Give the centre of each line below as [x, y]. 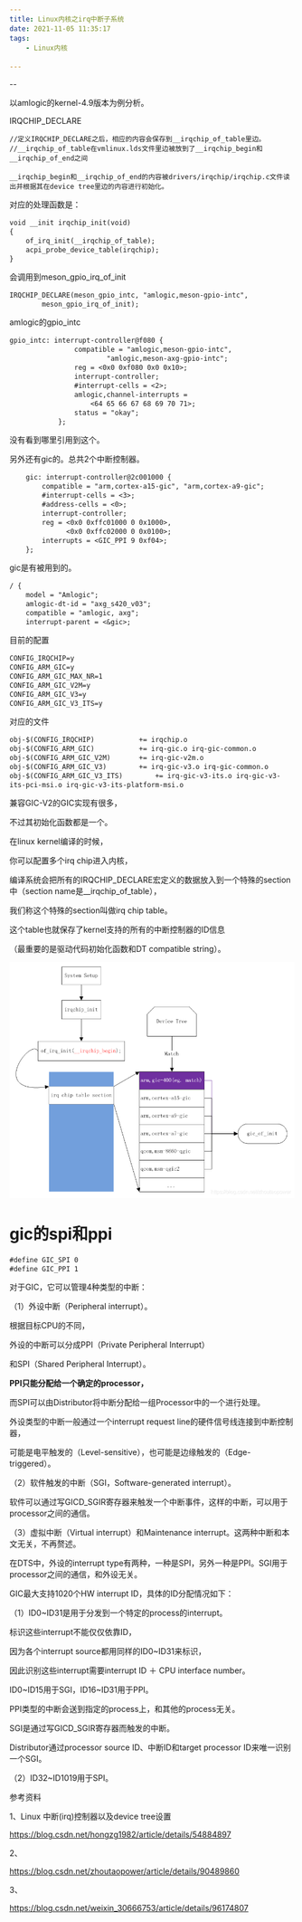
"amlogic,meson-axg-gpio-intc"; [167, 359]
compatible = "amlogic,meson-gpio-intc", [153, 350]
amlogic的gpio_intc [45, 322]
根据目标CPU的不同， [50, 1326]
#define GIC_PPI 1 [44, 1270]
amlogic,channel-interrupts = [131, 395]
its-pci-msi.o [36, 785]
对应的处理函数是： [45, 205]
